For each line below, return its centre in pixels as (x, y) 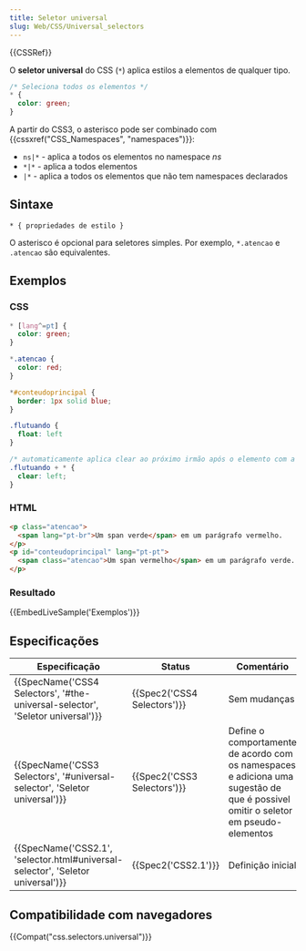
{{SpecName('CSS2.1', (63, 848)
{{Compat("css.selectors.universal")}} (81, 936)
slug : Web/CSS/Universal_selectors (77, 26)
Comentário (263, 667)
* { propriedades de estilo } (67, 225)
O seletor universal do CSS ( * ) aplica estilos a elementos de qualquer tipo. (150, 70)
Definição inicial (262, 865)
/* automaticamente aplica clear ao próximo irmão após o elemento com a (153, 459)
